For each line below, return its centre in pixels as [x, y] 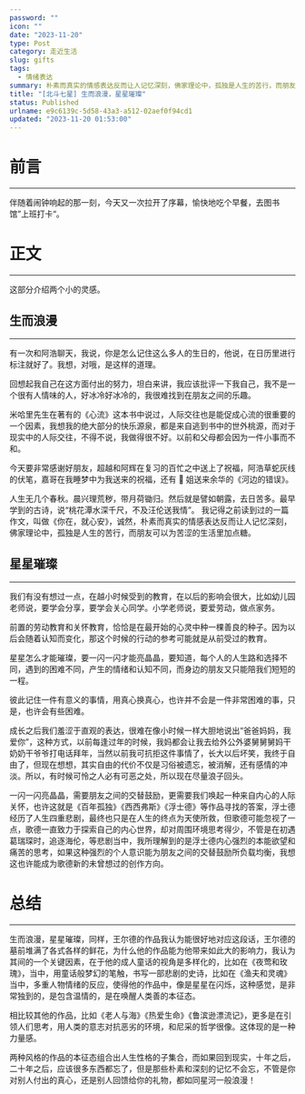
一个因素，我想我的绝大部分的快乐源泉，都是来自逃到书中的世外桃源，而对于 [152, 426]
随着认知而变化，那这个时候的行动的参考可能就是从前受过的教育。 [148, 638]
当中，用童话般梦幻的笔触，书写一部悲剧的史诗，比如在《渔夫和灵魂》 [160, 973]
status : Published [44, 102]
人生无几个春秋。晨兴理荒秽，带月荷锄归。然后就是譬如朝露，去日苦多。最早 [152, 498]
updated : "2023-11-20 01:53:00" [70, 119]
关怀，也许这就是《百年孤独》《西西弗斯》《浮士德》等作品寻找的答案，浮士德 [152, 807]
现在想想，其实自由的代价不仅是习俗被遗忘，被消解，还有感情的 [160, 764]
